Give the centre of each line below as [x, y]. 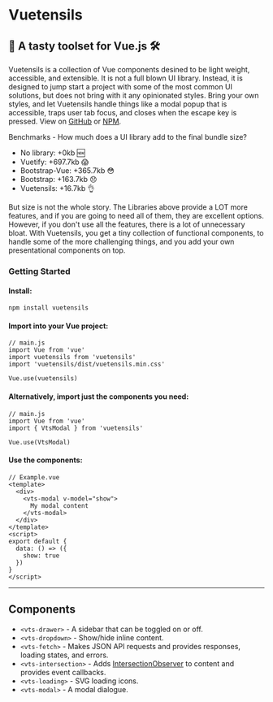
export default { [38, 541]
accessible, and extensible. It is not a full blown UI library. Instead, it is [126, 78]
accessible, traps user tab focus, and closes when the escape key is [123, 113]
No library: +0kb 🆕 [52, 153]
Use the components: [45, 460]
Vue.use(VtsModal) [39, 442]
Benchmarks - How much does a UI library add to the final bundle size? [128, 137]
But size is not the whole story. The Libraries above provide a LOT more [128, 207]
